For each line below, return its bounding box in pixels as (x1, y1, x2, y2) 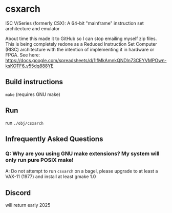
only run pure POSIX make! (5, 156, 74, 163)
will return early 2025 (5, 202, 51, 208)
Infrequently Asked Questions (5, 134, 103, 143)
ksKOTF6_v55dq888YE (5, 63, 54, 69)
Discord (5, 188, 31, 197)
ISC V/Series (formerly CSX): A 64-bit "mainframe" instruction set (5, 20, 144, 26)
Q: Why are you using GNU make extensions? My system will (5, 150, 160, 157)
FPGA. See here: (5, 52, 40, 58)
